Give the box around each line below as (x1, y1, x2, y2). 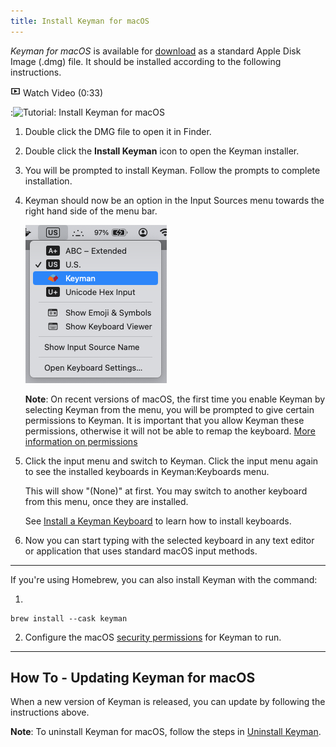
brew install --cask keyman (10, 613, 128, 624)
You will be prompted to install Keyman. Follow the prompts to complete (24, 164, 321, 176)
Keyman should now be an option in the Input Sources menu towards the (24, 194, 325, 206)
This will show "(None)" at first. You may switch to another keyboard (24, 485, 308, 497)
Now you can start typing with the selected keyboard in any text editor (24, 534, 315, 546)
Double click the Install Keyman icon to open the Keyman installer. (24, 145, 300, 157)
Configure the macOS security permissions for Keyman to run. (24, 631, 282, 643)
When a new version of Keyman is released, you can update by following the (10, 696, 326, 708)
